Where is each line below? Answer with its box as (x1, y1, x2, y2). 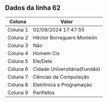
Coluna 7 (7, 73, 28, 80)
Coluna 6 (7, 65, 28, 72)
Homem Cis (33, 50, 60, 57)
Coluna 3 (7, 42, 28, 49)
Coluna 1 (7, 26, 28, 33)
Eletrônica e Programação (33, 81, 92, 88)
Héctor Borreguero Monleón (33, 34, 97, 41)
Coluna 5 (7, 58, 28, 64)
